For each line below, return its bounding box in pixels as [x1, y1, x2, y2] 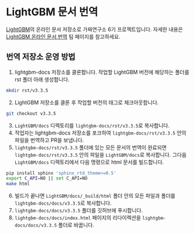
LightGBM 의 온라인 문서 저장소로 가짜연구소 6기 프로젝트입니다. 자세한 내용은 [6, 26, 183, 33]
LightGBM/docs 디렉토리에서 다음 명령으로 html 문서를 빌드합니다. [14, 159, 164, 166]
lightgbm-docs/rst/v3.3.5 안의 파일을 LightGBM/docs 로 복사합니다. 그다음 [14, 151, 187, 158]
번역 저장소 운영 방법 [6, 52, 76, 62]
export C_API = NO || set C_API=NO [6, 175, 88, 181]
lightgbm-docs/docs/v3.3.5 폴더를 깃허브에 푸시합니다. [14, 207, 143, 214]
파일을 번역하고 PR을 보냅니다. [14, 136, 84, 143]
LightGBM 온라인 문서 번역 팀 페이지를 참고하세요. [6, 33, 121, 40]
